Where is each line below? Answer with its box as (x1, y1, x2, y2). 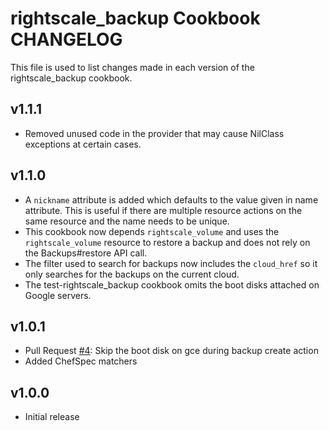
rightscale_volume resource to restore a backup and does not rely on (24, 236, 311, 248)
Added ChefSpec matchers (24, 355, 138, 367)
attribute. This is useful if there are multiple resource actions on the (24, 204, 303, 216)
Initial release (24, 411, 80, 423)
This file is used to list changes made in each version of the (10, 61, 255, 73)
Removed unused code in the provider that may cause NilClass (24, 127, 285, 139)
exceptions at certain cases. (24, 138, 142, 150)
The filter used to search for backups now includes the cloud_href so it (24, 257, 318, 269)
